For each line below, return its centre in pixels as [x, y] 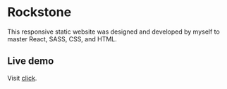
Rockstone [39, 12]
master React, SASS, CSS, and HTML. [62, 39]
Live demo [31, 61]
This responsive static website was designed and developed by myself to [114, 32]
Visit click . [22, 78]
